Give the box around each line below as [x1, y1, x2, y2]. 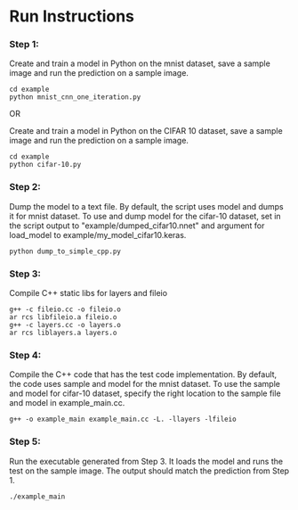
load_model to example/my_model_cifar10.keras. [9, 229, 187, 240]
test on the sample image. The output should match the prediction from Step [9, 465, 290, 476]
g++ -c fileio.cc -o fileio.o [9, 305, 122, 314]
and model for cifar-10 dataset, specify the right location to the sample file [9, 388, 282, 399]
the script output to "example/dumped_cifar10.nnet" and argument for [9, 220, 265, 231]
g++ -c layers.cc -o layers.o [9, 321, 122, 330]
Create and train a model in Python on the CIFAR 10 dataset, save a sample [9, 126, 283, 136]
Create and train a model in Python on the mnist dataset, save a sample [9, 58, 271, 69]
